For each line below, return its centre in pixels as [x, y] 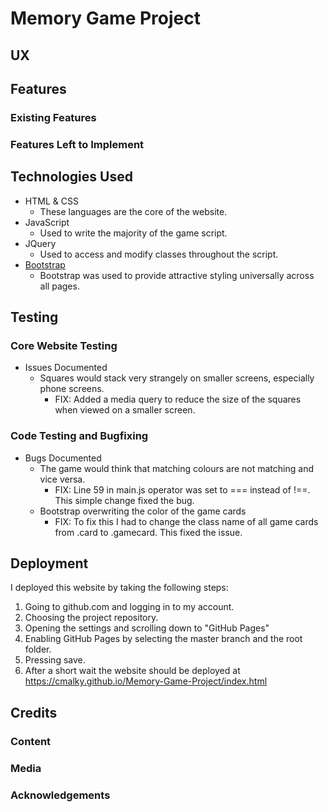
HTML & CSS [51, 201]
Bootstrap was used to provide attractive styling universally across [177, 275]
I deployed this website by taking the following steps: [119, 588]
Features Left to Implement [77, 144]
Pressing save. [55, 660]
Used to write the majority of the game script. [133, 233]
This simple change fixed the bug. [124, 500]
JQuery [40, 243]
